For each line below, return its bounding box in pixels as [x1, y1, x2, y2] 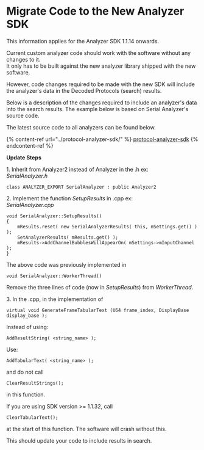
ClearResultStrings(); [6, 380, 64, 386]
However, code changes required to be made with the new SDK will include [6, 81, 195, 88]
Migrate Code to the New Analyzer [6, 4, 185, 18]
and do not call [6, 368, 44, 376]
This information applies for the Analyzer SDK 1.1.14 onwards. [6, 37, 160, 45]
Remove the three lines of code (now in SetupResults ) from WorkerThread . [6, 283, 194, 291]
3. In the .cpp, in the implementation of [6, 295, 104, 303]
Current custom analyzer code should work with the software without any [6, 49, 191, 56]
